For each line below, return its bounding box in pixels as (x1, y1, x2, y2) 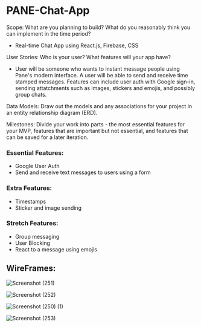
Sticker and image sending (14, 204, 81, 212)
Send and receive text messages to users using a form (14, 169, 151, 176)
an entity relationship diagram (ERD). (6, 109, 98, 116)
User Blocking (14, 239, 50, 247)
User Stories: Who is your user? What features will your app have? (6, 53, 171, 60)
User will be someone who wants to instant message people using (14, 65, 180, 73)
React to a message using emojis (14, 245, 98, 253)
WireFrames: (6, 264, 56, 274)
